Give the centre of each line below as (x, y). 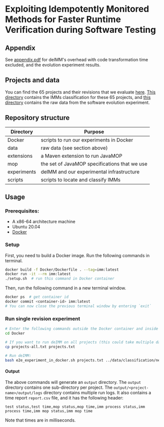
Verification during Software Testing (81, 30)
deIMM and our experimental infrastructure (90, 171)
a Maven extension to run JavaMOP (82, 156)
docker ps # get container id (37, 297)
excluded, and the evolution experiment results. (53, 65)
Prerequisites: (22, 211)
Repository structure (37, 118)
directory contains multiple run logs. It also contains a (97, 392)
